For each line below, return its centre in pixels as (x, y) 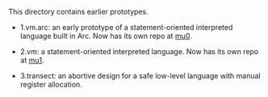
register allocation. (51, 84)
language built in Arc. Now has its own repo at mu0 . (106, 36)
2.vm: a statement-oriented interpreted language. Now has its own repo (139, 51)
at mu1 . (32, 60)
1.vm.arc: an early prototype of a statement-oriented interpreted (126, 27)
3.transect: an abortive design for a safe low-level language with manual (140, 76)
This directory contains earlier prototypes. (79, 12)
